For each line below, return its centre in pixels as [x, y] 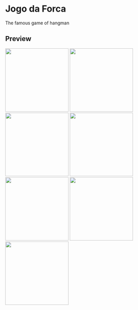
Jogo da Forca [36, 9]
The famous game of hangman [37, 23]
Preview [18, 39]
